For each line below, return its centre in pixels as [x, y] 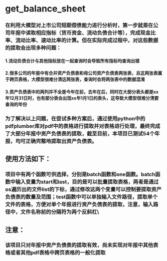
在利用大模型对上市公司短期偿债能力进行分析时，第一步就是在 [79, 26]
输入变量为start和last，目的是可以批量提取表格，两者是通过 [87, 182]
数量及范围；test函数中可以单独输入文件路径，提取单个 [92, 197]
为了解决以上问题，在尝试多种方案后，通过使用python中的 [75, 118]
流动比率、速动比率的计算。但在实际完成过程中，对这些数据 [87, 41]
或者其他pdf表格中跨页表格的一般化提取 [58, 252]
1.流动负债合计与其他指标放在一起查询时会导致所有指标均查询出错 [72, 61]
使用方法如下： [28, 159]
